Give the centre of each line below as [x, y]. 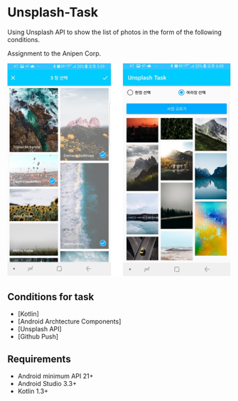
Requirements [39, 359]
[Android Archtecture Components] [69, 321]
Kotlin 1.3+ [33, 391]
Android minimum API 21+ [55, 376]
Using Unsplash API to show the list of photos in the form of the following [115, 32]
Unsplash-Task [53, 12]
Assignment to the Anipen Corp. [54, 53]
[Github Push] [38, 337]
